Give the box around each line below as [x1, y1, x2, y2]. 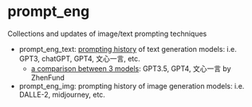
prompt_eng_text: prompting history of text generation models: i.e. [18, 44, 237, 53]
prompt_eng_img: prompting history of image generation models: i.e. [18, 81, 245, 90]
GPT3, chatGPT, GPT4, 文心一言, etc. [18, 53, 140, 63]
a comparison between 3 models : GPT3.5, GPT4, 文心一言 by [30, 63, 232, 73]
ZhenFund [30, 73, 65, 82]
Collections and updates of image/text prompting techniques [7, 29, 207, 38]
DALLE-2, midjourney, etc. [18, 89, 105, 99]
